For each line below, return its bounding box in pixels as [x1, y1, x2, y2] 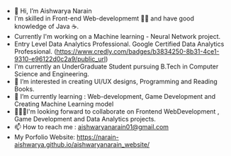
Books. [13, 85, 35, 93]
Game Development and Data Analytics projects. [13, 115, 156, 123]
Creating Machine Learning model [13, 100, 114, 108]
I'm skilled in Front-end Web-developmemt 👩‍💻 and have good [13, 14, 195, 23]
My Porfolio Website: [13, 133, 76, 141]
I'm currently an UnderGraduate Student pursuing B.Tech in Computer [13, 62, 219, 71]
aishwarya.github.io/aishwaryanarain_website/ [13, 140, 150, 148]
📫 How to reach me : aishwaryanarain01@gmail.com [13, 123, 169, 131]
